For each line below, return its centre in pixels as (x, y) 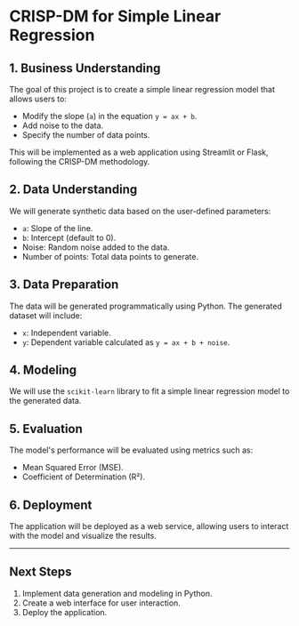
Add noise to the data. (63, 125)
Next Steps (40, 572)
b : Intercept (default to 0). (69, 237)
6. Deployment (51, 505)
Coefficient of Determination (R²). (83, 477)
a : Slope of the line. (57, 228)
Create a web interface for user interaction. (101, 603)
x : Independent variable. (66, 333)
